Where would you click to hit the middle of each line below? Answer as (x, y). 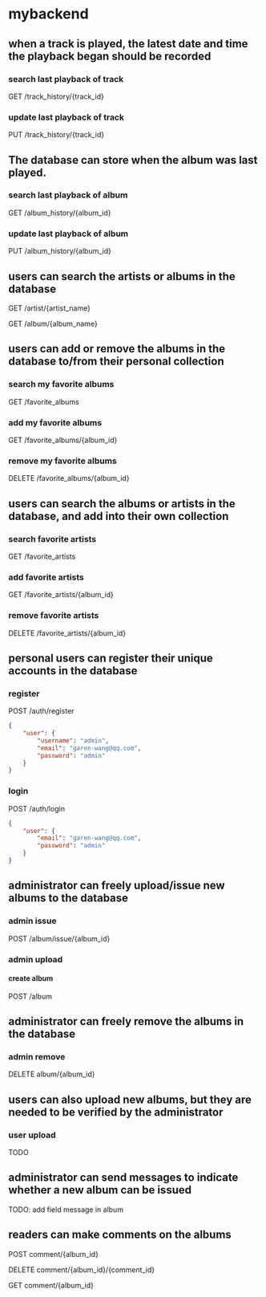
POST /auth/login (37, 808)
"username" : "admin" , (73, 740)
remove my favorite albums (63, 461)
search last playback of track (66, 79)
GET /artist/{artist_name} (49, 308)
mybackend (49, 14)
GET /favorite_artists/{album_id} (61, 595)
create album (31, 978)
